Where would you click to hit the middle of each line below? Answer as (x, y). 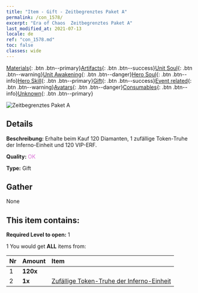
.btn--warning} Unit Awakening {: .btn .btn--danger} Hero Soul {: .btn (89, 74)
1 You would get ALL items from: (46, 246)
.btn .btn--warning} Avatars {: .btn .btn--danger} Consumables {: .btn (89, 87)
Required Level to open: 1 (38, 235)
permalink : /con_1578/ (34, 17)
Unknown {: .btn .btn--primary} (55, 93)
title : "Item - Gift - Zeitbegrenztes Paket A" (67, 12)
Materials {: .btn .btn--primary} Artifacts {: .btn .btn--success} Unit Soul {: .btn (100, 68)
